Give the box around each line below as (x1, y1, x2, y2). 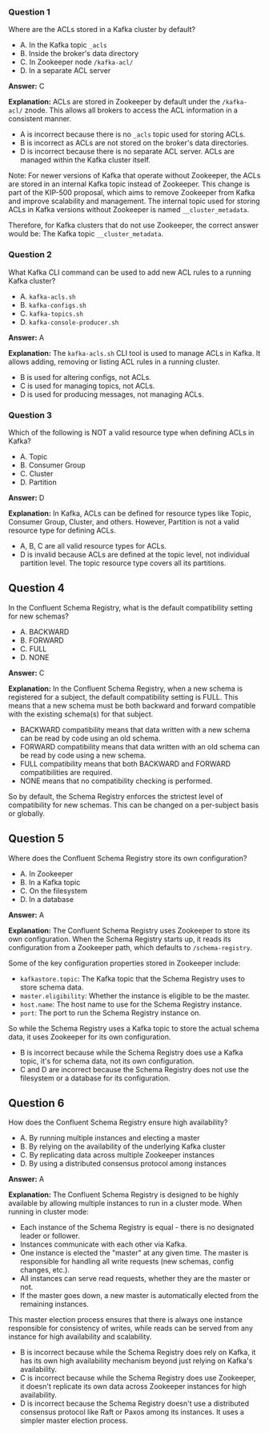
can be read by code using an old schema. (19, 733, 161, 743)
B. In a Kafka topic (19, 877, 81, 887)
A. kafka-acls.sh (19, 292, 76, 301)
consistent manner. (8, 114, 72, 124)
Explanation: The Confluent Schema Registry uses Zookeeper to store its (8, 925, 251, 935)
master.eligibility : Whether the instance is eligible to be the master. (19, 990, 251, 1000)
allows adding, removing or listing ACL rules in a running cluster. (8, 357, 220, 366)
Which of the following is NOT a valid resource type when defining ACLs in (8, 427, 255, 437)
